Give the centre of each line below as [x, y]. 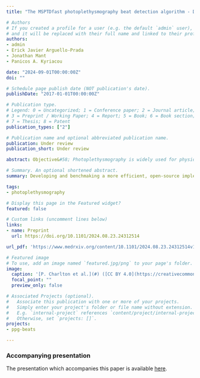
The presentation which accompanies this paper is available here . [87, 368]
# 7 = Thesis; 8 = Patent [38, 121]
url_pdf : [17, 247]
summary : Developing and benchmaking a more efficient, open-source [93, 176]
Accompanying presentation [49, 355]
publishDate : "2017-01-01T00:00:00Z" [53, 94]
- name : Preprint [28, 231]
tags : [13, 187]
